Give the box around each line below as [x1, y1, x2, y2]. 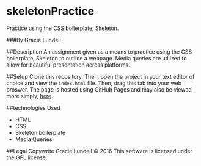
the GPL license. [6, 154, 48, 161]
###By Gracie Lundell [6, 36, 61, 43]
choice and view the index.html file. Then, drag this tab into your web [6, 79, 182, 87]
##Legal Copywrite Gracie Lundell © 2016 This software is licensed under [6, 147, 192, 154]
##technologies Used [6, 104, 61, 111]
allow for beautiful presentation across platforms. [6, 61, 130, 68]
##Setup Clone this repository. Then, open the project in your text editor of [6, 73, 195, 80]
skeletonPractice [6, 4, 95, 18]
